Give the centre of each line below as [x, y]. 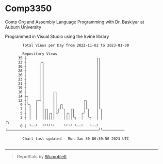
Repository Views [40, 54]
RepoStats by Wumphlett [42, 156]
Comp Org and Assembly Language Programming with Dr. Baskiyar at [75, 22]
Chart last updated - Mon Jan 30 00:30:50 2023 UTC [76, 139]
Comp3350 [28, 8]
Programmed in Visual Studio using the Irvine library [57, 36]
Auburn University [23, 27]
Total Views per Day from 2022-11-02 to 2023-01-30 [76, 45]
